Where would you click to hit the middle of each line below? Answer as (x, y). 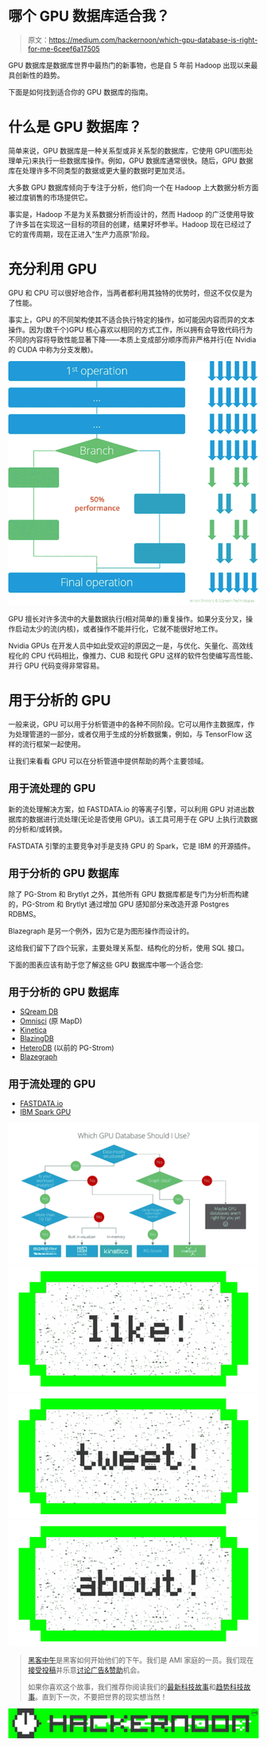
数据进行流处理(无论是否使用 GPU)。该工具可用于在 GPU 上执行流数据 (143, 819)
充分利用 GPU (53, 269)
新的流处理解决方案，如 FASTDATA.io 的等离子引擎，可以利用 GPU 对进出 (128, 809)
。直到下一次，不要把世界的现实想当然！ (101, 1697)
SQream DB (39, 1011)
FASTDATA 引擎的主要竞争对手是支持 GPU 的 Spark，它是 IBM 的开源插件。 (132, 846)
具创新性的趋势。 (36, 75)
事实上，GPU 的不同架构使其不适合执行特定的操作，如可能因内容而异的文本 (132, 320)
